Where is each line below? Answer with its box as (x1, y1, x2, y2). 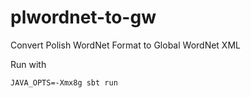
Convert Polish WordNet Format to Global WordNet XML (10, 39, 241, 51)
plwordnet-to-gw (10, 6, 157, 29)
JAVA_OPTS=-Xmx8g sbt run (10, 77, 118, 88)
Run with (10, 58, 47, 70)
